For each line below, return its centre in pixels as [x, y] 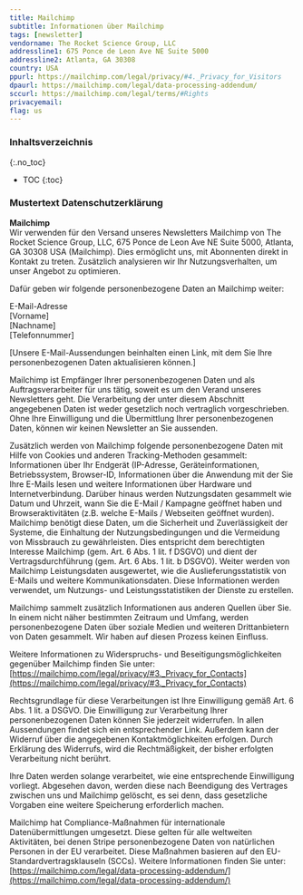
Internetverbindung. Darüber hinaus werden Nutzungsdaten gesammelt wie [151, 493]
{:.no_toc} [28, 162]
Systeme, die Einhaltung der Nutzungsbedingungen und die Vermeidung [145, 532]
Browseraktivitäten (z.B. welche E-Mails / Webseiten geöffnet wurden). [142, 512]
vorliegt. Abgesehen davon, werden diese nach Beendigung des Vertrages [149, 785]
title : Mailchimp [42, 18]
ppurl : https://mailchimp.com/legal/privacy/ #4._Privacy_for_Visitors [146, 77]
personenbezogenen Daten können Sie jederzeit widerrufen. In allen [137, 720]
